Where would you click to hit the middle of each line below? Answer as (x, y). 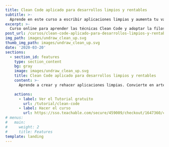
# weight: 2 (22, 127)
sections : (16, 52)
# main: (16, 122)
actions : (23, 94)
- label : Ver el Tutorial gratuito (56, 99)
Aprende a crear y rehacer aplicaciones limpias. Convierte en (86, 85)
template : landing (24, 136)
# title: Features (29, 132)
